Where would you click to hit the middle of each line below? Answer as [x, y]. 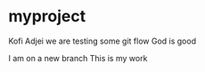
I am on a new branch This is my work [78, 58]
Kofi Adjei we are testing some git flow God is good [102, 41]
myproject [47, 16]
